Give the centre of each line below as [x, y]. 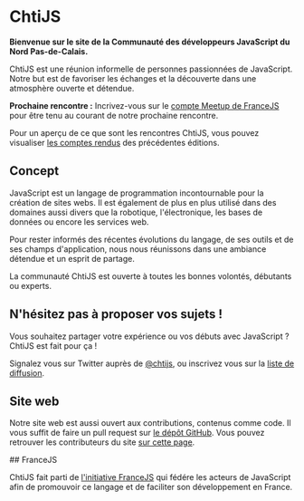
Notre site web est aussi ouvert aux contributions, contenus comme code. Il [150, 423]
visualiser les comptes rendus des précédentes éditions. [114, 142]
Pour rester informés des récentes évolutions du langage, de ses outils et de [152, 239]
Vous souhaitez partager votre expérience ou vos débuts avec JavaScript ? [149, 336]
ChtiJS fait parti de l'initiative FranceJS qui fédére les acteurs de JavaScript [150, 477]
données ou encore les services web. [79, 222]
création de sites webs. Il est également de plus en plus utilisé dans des [143, 202]
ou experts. [31, 285]
